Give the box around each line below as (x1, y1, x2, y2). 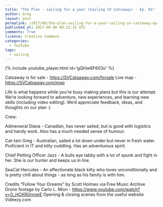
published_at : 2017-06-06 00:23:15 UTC (5, 25, 86, 30)
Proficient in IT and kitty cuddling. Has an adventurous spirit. (5, 143, 126, 149)
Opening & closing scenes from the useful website (43, 192, 144, 197)
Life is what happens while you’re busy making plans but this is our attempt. (5, 89, 157, 95)
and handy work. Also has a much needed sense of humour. (5, 129, 125, 134)
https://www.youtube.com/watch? (72, 187, 140, 192)
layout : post (5, 16, 32, 21)
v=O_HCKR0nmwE (5, 192, 42, 197)
